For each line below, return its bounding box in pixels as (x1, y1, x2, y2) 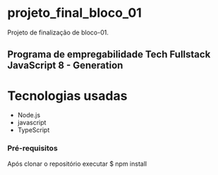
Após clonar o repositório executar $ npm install (7, 160, 147, 168)
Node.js (17, 111, 41, 119)
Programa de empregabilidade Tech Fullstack (7, 48, 211, 60)
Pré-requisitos (7, 143, 58, 153)
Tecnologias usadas (7, 88, 128, 103)
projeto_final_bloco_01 (7, 5, 143, 21)
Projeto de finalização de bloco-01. (7, 28, 109, 37)
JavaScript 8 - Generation (7, 60, 123, 72)
